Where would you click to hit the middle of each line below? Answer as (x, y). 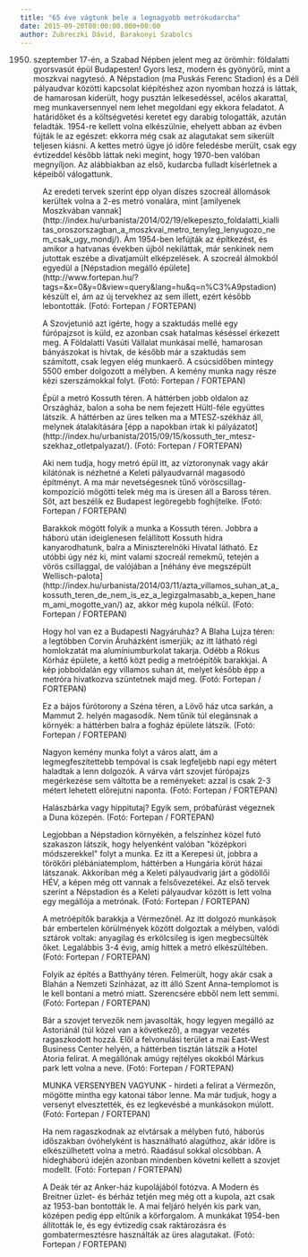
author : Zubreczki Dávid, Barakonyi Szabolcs (106, 34)
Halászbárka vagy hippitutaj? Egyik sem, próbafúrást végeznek (159, 808)
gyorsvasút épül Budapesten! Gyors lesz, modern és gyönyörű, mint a (162, 69)
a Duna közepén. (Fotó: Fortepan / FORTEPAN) (128, 817)
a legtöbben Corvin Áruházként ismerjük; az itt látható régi (150, 641)
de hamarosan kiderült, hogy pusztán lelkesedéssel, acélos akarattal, (160, 98)
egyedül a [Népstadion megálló (100, 268)
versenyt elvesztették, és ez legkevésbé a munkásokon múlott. (158, 1104)
